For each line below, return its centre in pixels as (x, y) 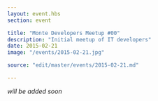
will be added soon (35, 91)
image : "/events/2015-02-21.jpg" (56, 53)
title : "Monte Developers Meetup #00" (64, 33)
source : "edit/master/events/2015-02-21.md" (73, 65)
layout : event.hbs (34, 14)
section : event (29, 20)
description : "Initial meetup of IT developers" (79, 39)
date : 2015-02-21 (33, 46)
